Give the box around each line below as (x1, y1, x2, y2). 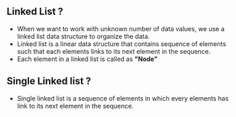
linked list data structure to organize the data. (16, 32, 150, 40)
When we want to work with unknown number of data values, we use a (16, 24, 225, 33)
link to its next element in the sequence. (16, 101, 134, 110)
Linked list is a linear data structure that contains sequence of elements (16, 39, 227, 48)
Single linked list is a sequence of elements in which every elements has (16, 94, 229, 102)
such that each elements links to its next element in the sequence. (16, 47, 211, 55)
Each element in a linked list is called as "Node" (16, 55, 158, 63)
